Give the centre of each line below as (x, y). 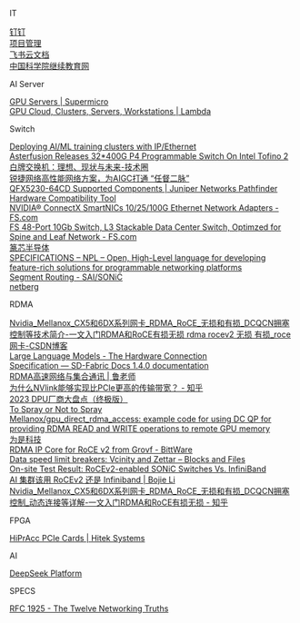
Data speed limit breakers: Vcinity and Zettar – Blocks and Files (127, 459)
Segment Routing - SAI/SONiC (66, 277)
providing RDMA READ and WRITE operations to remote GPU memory (140, 429)
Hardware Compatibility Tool (63, 198)
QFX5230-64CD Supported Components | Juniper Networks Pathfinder (144, 188)
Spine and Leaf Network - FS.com (73, 237)
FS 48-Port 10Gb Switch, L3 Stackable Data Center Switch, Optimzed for (145, 227)
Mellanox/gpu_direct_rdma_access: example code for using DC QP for (140, 419)
